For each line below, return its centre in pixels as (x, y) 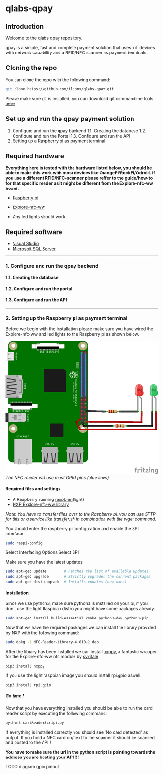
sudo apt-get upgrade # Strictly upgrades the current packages (78, 577)
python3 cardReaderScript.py (35, 723)
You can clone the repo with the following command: (58, 79)
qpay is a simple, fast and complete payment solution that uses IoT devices (80, 47)
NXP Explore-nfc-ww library (41, 505)
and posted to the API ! (28, 742)
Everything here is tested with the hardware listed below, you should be (79, 168)
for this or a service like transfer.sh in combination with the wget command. (81, 519)
